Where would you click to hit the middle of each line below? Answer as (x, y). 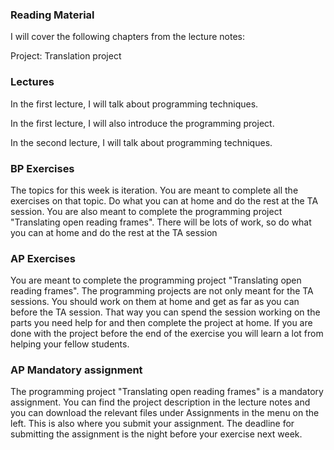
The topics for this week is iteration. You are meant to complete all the (154, 190)
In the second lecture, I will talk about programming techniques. (141, 142)
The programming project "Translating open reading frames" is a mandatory (167, 392)
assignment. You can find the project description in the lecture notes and (160, 402)
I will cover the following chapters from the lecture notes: (127, 37)
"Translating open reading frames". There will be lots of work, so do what (161, 222)
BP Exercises (42, 168)
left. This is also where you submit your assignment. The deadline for (152, 424)
